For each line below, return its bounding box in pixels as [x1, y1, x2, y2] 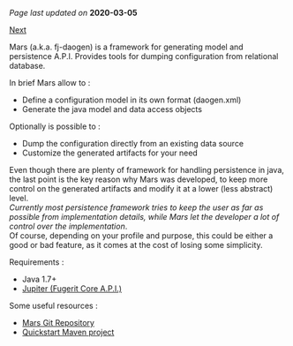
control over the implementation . [9, 221, 128, 231]
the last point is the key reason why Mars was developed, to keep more [9, 174, 268, 184]
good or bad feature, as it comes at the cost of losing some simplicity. [9, 240, 263, 250]
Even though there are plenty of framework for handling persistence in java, [9, 165, 285, 175]
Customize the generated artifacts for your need [21, 147, 199, 158]
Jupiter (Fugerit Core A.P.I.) [21, 283, 122, 294]
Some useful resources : [9, 300, 99, 311]
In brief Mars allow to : [9, 78, 91, 87]
